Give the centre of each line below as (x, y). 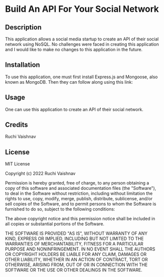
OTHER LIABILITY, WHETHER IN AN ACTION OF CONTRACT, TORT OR (76, 260)
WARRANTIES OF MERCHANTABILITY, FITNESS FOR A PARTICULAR (74, 244)
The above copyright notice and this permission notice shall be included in (80, 219)
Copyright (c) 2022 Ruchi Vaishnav (40, 174)
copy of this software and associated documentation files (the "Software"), (81, 188)
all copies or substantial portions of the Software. (55, 224)
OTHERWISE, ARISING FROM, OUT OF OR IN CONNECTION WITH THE (76, 265)
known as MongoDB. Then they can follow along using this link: (69, 82)
